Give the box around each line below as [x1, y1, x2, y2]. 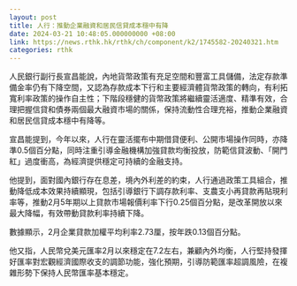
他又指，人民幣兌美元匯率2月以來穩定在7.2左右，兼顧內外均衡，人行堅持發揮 [9, 245, 288, 256]
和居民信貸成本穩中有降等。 [9, 116, 110, 126]
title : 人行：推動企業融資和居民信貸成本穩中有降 [9, 21, 169, 30]
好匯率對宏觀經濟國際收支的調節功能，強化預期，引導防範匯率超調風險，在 [9, 257, 280, 267]
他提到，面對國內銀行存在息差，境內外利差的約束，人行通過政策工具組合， [9, 175, 280, 185]
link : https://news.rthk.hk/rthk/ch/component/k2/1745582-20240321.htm [9, 37, 278, 47]
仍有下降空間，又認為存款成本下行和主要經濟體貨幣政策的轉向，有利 [32, 82, 280, 93]
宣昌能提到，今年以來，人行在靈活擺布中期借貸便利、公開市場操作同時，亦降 [9, 134, 288, 145]
